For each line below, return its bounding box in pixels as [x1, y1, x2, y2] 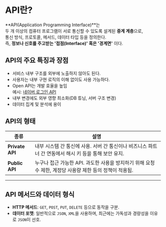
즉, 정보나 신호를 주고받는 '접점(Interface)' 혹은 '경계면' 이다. [5, 40, 124, 46]
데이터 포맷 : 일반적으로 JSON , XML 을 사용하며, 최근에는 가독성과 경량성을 [12, 211, 149, 217]
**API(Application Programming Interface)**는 [5, 22, 100, 28]
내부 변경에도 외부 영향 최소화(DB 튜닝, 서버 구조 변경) [12, 95, 117, 101]
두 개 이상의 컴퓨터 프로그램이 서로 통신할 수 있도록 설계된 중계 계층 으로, [5, 28, 143, 34]
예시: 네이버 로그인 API [12, 89, 57, 94]
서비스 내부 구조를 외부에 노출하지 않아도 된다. [12, 70, 101, 76]
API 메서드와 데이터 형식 [5, 190, 75, 198]
